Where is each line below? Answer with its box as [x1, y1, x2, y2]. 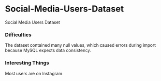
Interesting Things [5, 59, 49, 66]
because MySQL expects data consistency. [5, 47, 91, 54]
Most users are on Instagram [5, 70, 62, 76]
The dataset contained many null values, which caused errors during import [5, 42, 156, 48]
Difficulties [5, 31, 31, 38]
